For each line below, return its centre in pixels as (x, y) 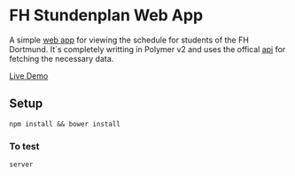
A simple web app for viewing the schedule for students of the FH (129, 40)
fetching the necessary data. (62, 58)
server (21, 165)
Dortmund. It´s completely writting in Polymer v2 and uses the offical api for (147, 49)
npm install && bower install (65, 124)
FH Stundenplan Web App (106, 15)
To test (24, 146)
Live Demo (29, 75)
